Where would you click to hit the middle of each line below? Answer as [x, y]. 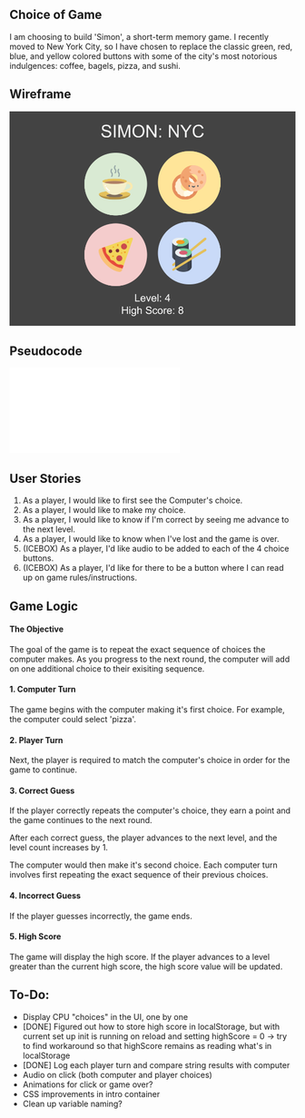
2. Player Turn [36, 740]
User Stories [45, 479]
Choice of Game [56, 15]
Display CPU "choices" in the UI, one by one [105, 1016]
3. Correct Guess [42, 790]
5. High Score [35, 937]
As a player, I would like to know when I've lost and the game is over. [151, 539]
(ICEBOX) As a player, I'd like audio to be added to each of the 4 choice [156, 549]
